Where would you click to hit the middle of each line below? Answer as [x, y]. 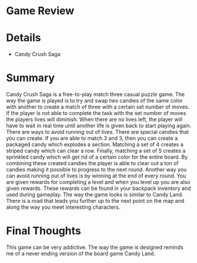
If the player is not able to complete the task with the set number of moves [96, 113]
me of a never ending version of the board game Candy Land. [81, 254]
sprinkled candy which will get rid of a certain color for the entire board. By [97, 157]
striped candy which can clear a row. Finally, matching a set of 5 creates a [96, 151]
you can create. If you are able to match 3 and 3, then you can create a [92, 138]
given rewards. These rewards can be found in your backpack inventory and [98, 188]
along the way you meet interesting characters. [63, 207]
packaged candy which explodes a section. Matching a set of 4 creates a [95, 144]
